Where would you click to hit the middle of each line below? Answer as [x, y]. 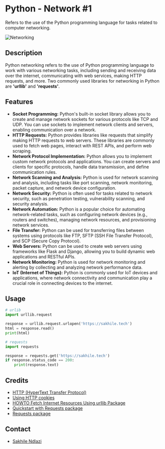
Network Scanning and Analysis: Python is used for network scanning [85, 177]
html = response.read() [30, 329]
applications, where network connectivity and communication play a [82, 278]
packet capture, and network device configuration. [64, 188]
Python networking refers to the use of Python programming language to [80, 65]
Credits [17, 381]
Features [19, 102]
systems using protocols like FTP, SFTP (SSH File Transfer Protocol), [82, 235]
